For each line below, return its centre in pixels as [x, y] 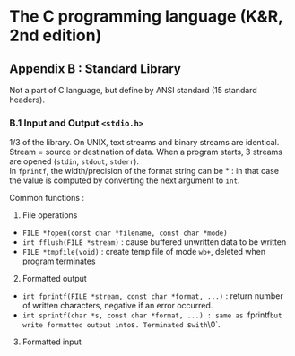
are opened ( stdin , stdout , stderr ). [74, 161]
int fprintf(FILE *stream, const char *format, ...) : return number [153, 296]
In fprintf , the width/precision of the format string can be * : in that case [144, 171]
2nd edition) [56, 35]
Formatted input [52, 342]
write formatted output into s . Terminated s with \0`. [121, 325]
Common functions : [47, 198]
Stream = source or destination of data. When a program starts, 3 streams [146, 152]
